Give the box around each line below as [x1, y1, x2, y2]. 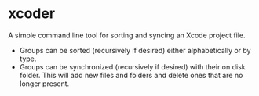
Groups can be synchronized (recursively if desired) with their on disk [19, 62, 246, 71]
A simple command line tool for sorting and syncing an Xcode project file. [8, 30, 246, 40]
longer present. [19, 79, 70, 88]
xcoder [8, 5, 56, 23]
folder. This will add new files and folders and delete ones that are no [19, 70, 243, 80]
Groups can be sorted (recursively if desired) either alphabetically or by [19, 45, 251, 55]
